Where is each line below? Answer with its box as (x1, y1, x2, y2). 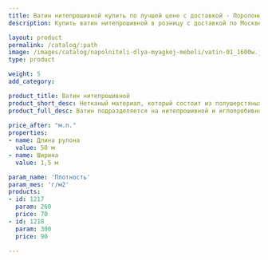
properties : (8, 129, 48, 137)
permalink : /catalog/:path (8, 41, 98, 49)
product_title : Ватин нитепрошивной (8, 92, 130, 100)
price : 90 (15, 232, 48, 240)
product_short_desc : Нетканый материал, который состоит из (8, 99, 213, 108)
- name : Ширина (8, 151, 59, 160)
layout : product (8, 33, 62, 41)
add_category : (8, 77, 56, 85)
